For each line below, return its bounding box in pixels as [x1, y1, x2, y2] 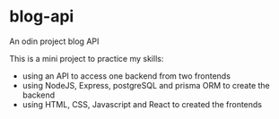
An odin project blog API [9, 36, 100, 47]
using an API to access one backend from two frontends [22, 70, 231, 81]
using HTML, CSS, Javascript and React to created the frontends [22, 98, 263, 109]
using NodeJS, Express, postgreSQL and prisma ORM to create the [22, 80, 271, 90]
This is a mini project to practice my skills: [9, 53, 164, 64]
